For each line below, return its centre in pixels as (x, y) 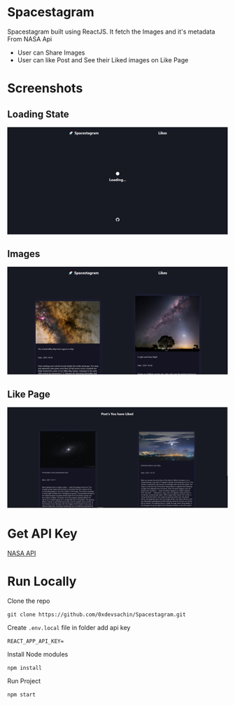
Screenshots (45, 89)
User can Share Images (51, 53)
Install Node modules (38, 654)
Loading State (38, 114)
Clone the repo (29, 601)
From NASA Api (30, 39)
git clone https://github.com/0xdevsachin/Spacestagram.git (97, 614)
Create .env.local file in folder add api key (69, 627)
